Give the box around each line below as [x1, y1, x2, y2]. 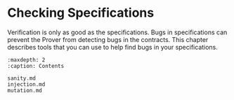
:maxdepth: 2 [7, 56, 46, 64]
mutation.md [7, 87, 42, 94]
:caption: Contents [7, 62, 65, 69]
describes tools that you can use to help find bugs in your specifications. [7, 43, 218, 51]
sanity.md [7, 75, 37, 82]
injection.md [7, 80, 46, 88]
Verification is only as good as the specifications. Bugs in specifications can [7, 28, 228, 36]
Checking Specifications [7, 5, 155, 21]
